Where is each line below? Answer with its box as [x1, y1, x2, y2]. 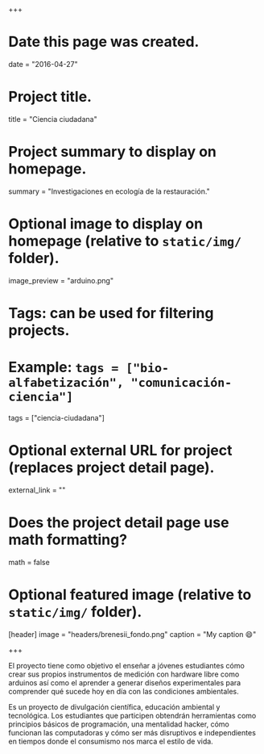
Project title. [8, 88, 93, 106]
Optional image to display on [8, 215, 204, 232]
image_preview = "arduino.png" [8, 275, 114, 285]
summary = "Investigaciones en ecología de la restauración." [8, 186, 211, 196]
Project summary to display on [8, 143, 217, 161]
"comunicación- [130, 375, 233, 391]
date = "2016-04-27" [8, 59, 78, 69]
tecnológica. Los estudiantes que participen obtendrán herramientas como [8, 710, 257, 720]
